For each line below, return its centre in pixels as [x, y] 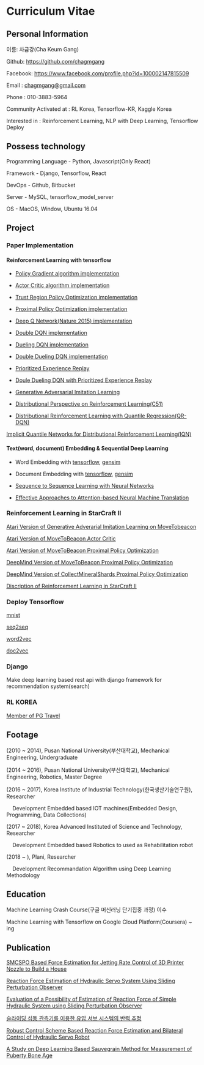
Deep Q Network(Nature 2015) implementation [74, 321]
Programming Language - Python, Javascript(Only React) [78, 161]
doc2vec [17, 651]
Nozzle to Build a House [37, 969]
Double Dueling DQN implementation [61, 357]
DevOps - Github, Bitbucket [41, 185]
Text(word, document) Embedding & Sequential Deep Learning [88, 448]
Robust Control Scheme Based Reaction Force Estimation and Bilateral [95, 1031]
